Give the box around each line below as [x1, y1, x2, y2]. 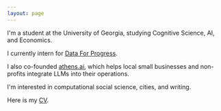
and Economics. [7, 35, 53, 44]
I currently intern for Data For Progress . [7, 49, 118, 57]
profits [7, 69, 26, 78]
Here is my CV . [7, 96, 49, 104]
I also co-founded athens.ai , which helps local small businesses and [7, 62, 199, 70]
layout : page [7, 10, 44, 17]
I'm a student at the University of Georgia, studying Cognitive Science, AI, [7, 29, 215, 37]
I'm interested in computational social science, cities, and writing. [7, 82, 192, 91]
